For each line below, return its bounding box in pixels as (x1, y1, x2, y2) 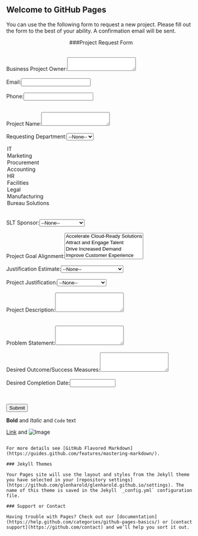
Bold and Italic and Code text (6, 416, 76, 424)
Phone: (6, 93, 24, 100)
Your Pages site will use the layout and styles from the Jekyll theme (6, 472, 190, 478)
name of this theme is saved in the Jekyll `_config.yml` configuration (6, 487, 193, 493)
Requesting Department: (6, 132, 67, 140)
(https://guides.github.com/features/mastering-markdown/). (6, 451, 161, 457)
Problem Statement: (6, 339, 56, 347)
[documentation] (116, 514, 158, 520)
